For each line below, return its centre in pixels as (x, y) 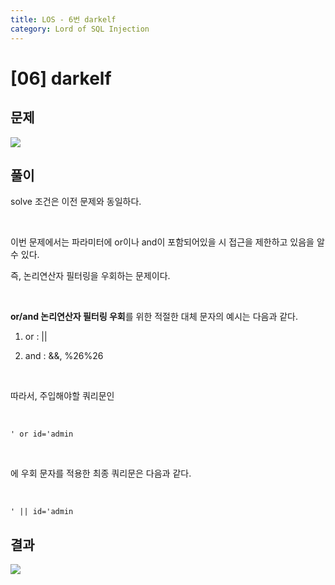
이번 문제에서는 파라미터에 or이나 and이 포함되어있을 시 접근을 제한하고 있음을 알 (167, 242)
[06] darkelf (61, 78)
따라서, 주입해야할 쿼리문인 (62, 396)
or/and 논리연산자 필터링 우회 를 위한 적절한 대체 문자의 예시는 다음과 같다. (154, 317)
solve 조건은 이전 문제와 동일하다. (76, 202)
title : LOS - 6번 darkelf (63, 19)
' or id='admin (42, 434)
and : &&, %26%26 (64, 356)
